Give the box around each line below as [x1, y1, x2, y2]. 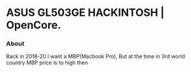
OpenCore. [6, 18, 61, 32]
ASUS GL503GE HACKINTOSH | [6, 6, 165, 19]
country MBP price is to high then [6, 59, 88, 66]
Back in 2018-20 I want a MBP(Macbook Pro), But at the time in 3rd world [6, 53, 185, 60]
